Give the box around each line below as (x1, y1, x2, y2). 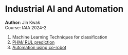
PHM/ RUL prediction (12, 39, 55, 45)
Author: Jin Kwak (5, 19, 40, 25)
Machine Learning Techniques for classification (12, 34, 108, 40)
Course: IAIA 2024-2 (5, 24, 47, 30)
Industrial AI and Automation (5, 3, 124, 15)
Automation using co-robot (12, 44, 67, 50)
